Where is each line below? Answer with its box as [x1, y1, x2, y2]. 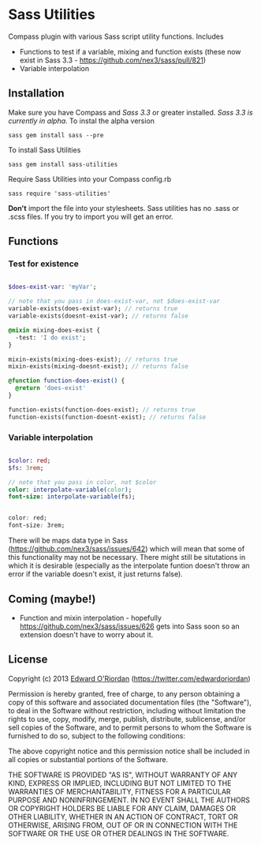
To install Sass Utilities [8, 145, 81, 155]
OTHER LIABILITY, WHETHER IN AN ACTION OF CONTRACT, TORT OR [8, 812, 238, 821]
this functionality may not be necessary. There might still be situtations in [8, 553, 246, 562]
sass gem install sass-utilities [8, 160, 118, 168]
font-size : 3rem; [8, 521, 65, 530]
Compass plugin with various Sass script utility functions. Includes [8, 32, 224, 41]
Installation [8, 87, 65, 100]
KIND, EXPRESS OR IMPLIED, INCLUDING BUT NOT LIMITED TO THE [8, 778, 232, 787]
